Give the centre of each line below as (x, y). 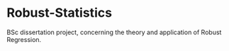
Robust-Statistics (60, 13)
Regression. (24, 39)
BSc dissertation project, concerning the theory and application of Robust (114, 32)
